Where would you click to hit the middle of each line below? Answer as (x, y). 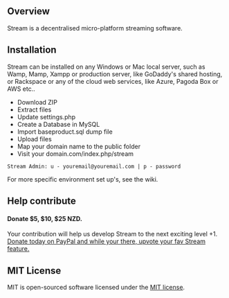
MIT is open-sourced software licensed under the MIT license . (96, 288)
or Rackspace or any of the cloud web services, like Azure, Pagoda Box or (113, 81)
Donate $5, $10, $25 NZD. (45, 218)
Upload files (34, 139)
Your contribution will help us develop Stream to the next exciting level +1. (112, 234)
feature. (18, 249)
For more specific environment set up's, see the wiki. (83, 179)
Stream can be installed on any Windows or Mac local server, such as (106, 67)
